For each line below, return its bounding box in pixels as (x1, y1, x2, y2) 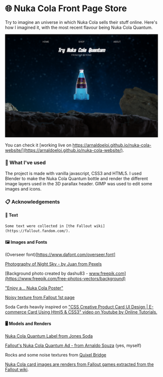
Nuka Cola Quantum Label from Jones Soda (5, 333, 93, 339)
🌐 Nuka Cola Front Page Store (5, 3, 127, 14)
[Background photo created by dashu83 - (5, 270, 88, 276)
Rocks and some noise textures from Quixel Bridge (5, 352, 107, 358)
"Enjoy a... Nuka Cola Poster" (5, 285, 64, 291)
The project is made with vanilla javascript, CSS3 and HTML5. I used (5, 170, 142, 176)
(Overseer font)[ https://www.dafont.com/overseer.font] (5, 251, 115, 258)
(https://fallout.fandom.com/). (5, 228, 70, 233)
